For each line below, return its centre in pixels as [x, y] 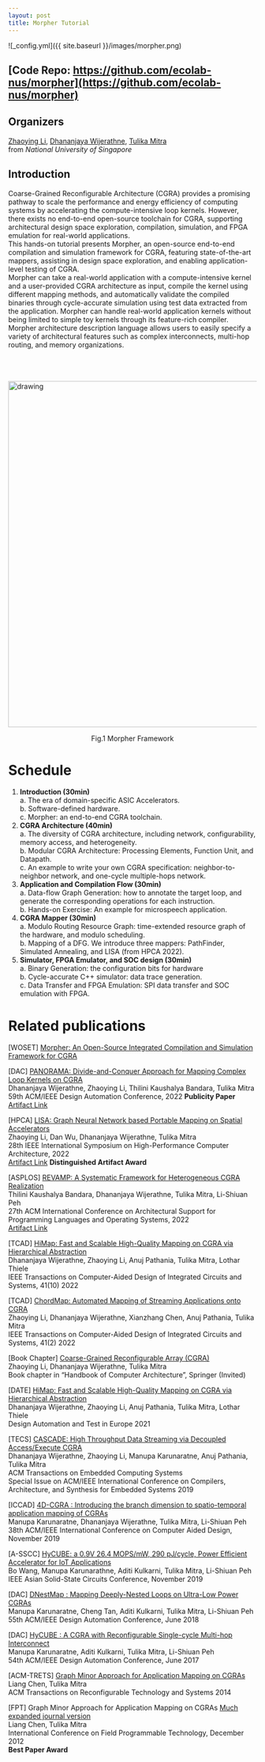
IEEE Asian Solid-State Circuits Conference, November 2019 [106, 1579]
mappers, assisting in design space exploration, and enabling [108, 260]
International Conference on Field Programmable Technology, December [126, 1733]
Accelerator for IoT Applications [60, 1563]
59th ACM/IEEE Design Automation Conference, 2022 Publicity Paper [122, 1097]
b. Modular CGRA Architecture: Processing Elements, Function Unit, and [136, 851]
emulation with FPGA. [54, 994]
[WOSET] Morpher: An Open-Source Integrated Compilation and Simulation [131, 1048]
